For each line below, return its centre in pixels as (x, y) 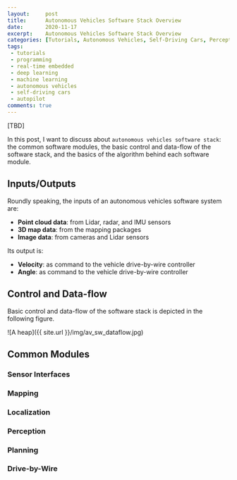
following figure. (31, 319)
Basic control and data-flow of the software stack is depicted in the (105, 311)
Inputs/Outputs (42, 184)
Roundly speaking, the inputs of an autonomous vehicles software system (115, 201)
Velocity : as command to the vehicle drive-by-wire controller (106, 264)
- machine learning (39, 79)
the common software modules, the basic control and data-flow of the (109, 147)
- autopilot (28, 99)
